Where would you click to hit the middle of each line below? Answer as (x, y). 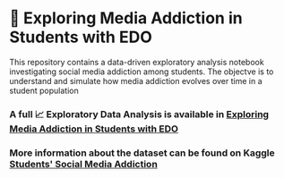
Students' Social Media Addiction (84, 164)
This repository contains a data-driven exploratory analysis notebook (137, 62)
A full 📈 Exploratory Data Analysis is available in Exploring (139, 114)
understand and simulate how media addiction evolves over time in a (136, 81)
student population (44, 90)
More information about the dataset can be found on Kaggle (142, 153)
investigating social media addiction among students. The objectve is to (142, 72)
